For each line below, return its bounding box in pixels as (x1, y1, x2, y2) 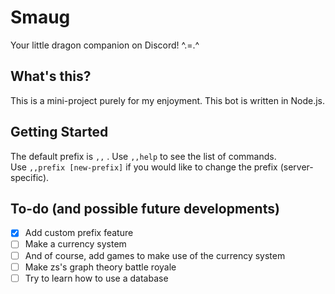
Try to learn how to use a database (24, 272, 169, 284)
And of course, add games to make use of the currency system (24, 249, 286, 261)
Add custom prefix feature (24, 227, 134, 239)
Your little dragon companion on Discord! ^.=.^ (10, 39, 200, 51)
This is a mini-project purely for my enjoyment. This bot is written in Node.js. (10, 94, 326, 106)
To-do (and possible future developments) (10, 200, 280, 217)
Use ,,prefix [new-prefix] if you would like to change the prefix (10, 161, 278, 173)
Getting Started (10, 124, 109, 141)
